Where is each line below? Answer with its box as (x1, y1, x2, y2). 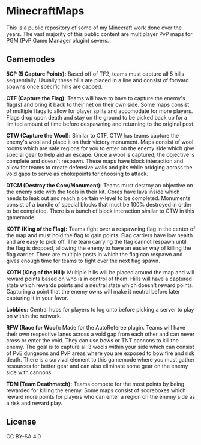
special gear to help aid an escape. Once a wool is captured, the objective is (6, 151, 195, 158)
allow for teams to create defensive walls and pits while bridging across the (6, 163, 193, 171)
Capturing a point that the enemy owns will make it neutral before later (6, 288, 180, 295)
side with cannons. (6, 368, 53, 376)
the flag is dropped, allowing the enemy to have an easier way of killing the (6, 244, 191, 252)
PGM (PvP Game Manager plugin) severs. (6, 37, 109, 44)
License (6, 417, 37, 427)
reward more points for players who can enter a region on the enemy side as (6, 393, 196, 400)
